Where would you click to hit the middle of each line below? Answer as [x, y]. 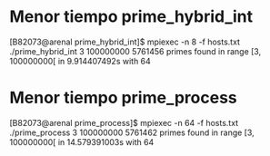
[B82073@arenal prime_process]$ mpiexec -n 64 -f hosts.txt [124, 122]
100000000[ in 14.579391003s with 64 [82, 141]
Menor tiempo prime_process [124, 98]
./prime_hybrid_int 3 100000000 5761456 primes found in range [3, [135, 51]
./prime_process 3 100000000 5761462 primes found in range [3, [132, 132]
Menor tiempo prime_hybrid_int [131, 17]
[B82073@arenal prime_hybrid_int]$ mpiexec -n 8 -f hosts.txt [125, 42]
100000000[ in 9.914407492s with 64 [80, 61]
